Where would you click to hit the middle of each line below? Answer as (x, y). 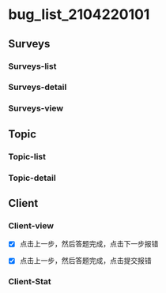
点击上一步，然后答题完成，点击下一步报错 (89, 244)
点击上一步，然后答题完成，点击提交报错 (85, 261)
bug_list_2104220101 (79, 15)
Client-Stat (30, 282)
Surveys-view (36, 108)
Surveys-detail (38, 87)
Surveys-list (32, 66)
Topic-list (27, 156)
